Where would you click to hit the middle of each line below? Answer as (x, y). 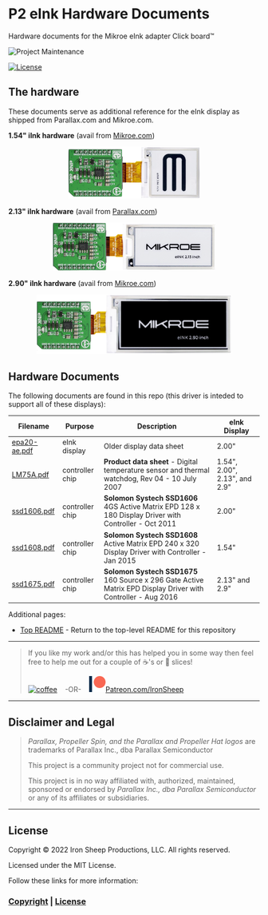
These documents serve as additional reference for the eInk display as (124, 111)
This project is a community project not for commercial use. (126, 766)
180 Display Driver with (142, 515)
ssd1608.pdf (33, 547)
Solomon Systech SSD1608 (150, 535)
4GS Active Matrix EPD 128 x (152, 507)
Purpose (79, 426)
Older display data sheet (144, 446)
